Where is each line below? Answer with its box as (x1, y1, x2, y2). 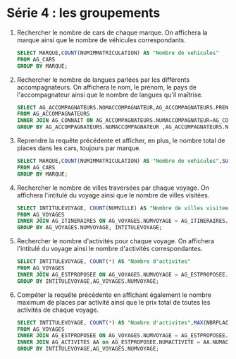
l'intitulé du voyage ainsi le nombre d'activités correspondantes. (16, 245, 203, 253)
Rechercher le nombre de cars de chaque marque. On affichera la (16, 28, 208, 37)
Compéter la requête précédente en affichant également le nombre (16, 291, 212, 299)
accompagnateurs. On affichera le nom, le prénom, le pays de (16, 83, 197, 91)
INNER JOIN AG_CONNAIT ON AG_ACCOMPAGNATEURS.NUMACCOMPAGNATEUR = (16, 117, 213, 124)
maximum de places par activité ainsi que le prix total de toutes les (16, 298, 211, 306)
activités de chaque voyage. (16, 305, 99, 314)
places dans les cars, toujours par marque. (16, 144, 142, 152)
